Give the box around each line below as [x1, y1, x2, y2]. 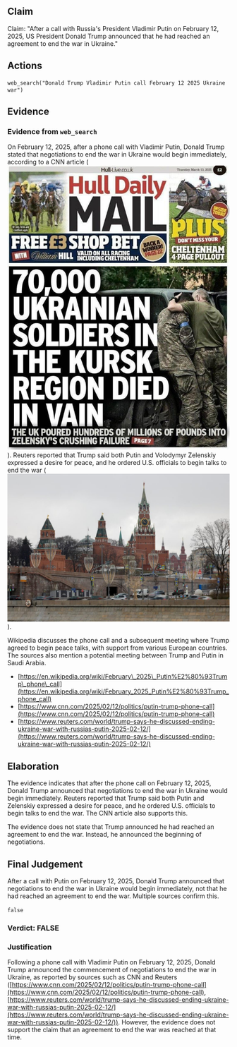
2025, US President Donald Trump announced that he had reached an [7, 32, 210, 40]
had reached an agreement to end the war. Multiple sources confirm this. [7, 892, 219, 900]
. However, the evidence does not [118, 1018, 216, 1027]
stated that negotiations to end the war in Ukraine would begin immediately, [7, 150, 227, 159]
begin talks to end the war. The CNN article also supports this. [7, 809, 188, 818]
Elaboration [7, 760, 59, 772]
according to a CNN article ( [7, 158, 89, 167]
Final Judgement [7, 858, 83, 870]
